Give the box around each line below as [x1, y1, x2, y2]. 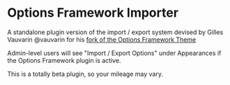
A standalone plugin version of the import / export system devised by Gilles [7, 28, 224, 36]
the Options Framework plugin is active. [7, 56, 121, 64]
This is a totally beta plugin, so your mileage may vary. [7, 70, 164, 78]
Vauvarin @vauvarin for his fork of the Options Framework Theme [7, 35, 197, 43]
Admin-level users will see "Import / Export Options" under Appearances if [7, 49, 222, 57]
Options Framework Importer [7, 5, 179, 21]
